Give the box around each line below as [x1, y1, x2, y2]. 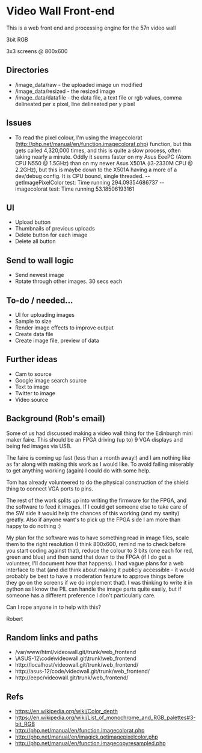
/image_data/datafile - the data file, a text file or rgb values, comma [14, 94, 182, 101]
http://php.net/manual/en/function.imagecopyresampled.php [14, 740, 166, 747]
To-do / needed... [6, 295, 73, 305]
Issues [6, 118, 32, 128]
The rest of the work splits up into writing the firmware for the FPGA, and [6, 497, 187, 504]
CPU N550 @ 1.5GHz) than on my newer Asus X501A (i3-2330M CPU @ [14, 159, 194, 167]
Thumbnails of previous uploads [14, 225, 95, 232]
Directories [6, 65, 49, 75]
